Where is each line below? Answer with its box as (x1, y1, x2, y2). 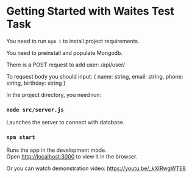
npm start (6, 134, 35, 141)
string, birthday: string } (6, 79, 66, 87)
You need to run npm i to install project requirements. (6, 37, 140, 44)
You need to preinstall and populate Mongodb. (6, 49, 123, 56)
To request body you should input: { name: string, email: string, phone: (6, 73, 183, 80)
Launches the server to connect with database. (6, 119, 125, 126)
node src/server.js (6, 106, 64, 113)
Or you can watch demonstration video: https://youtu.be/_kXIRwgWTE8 (6, 165, 187, 172)
